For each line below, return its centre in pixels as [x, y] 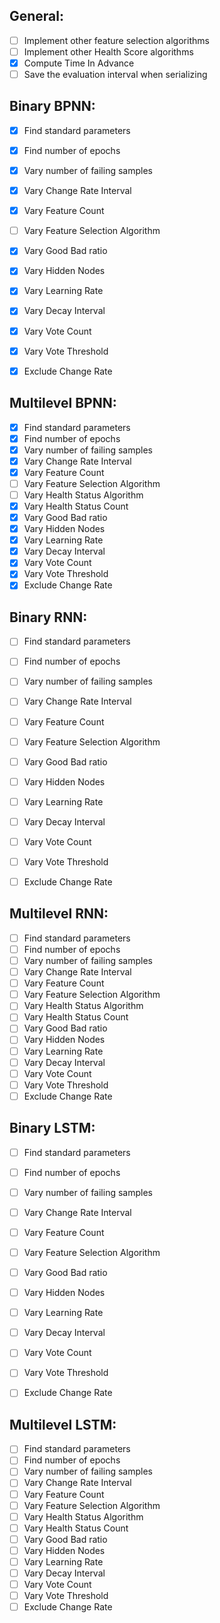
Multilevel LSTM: [63, 1424]
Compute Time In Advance [79, 63]
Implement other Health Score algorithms [108, 51]
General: [37, 16]
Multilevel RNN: [59, 914]
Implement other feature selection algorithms [116, 40]
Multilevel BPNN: [63, 403]
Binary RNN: [48, 617]
